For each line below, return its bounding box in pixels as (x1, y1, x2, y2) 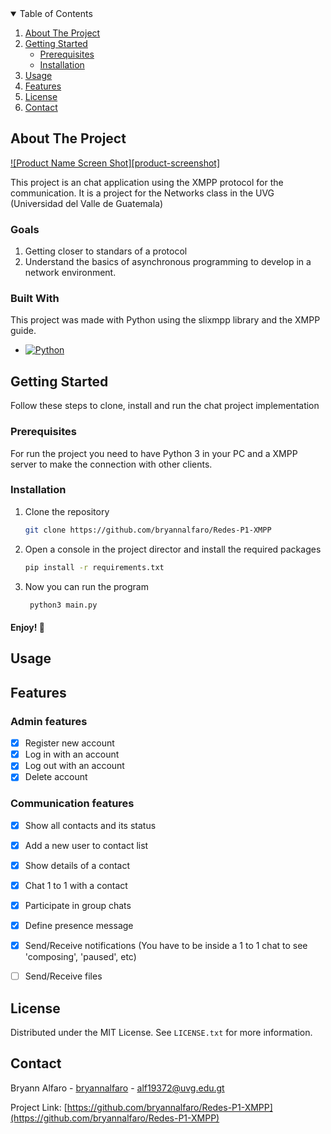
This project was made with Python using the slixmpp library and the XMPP (10, 314, 321, 326)
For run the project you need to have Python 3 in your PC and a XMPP (10, 447, 298, 459)
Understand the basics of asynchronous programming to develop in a (24, 256, 312, 268)
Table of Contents (19, 8, 93, 19)
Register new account (24, 737, 115, 749)
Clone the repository (24, 505, 110, 517)
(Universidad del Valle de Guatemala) (10, 197, 164, 209)
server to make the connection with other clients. (10, 458, 213, 470)
